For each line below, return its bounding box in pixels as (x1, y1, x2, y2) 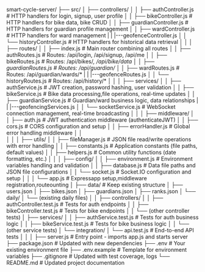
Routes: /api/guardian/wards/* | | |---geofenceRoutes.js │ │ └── (6, 71, 169, 78)
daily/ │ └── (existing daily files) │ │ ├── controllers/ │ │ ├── (6, 194, 164, 201)
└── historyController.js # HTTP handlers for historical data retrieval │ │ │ (6, 39, 193, 45)
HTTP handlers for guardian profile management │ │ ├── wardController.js (6, 25, 195, 32)
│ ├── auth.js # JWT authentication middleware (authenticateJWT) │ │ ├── (6, 116, 198, 123)
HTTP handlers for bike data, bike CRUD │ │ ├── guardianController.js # (6, 19, 189, 26)
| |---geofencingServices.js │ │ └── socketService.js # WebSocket (6, 103, 176, 110)
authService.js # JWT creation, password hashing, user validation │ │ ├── (6, 84, 194, 91)
